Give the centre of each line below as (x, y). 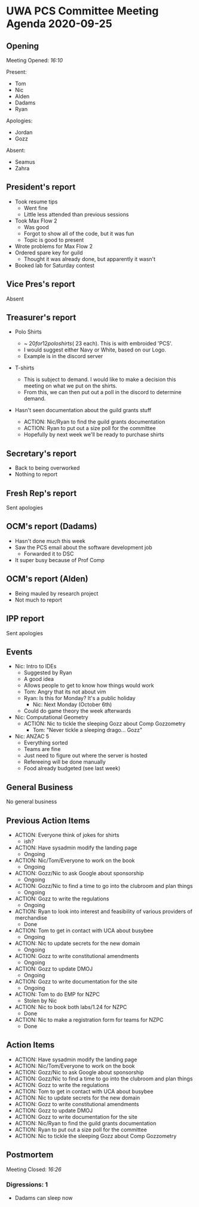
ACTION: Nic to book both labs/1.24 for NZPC (71, 1007)
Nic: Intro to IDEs (36, 666)
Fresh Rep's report (42, 493)
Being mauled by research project (56, 593)
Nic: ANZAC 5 (32, 737)
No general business (32, 801)
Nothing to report (36, 475)
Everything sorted (46, 743)
